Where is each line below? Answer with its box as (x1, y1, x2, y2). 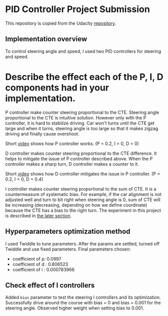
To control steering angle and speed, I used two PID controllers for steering (5, 48, 161, 54)
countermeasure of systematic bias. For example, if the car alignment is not (5, 191, 162, 197)
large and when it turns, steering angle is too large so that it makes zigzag (5, 125, 158, 132)
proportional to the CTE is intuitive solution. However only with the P (5, 114, 147, 120)
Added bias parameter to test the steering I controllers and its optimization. (5, 294, 161, 300)
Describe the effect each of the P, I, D (5, 71, 163, 83)
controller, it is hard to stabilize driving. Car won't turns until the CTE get (5, 120, 155, 126)
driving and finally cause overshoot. (5, 131, 79, 137)
